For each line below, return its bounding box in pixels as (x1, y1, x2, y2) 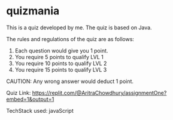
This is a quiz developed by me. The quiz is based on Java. (6, 24, 152, 31)
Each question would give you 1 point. (14, 47, 108, 54)
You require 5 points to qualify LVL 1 (14, 53, 104, 60)
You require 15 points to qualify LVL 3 (14, 66, 107, 73)
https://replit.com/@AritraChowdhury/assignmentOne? (32, 89, 167, 96)
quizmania (6, 4, 60, 18)
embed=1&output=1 (6, 96, 54, 103)
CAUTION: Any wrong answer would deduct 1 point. (6, 78, 133, 85)
